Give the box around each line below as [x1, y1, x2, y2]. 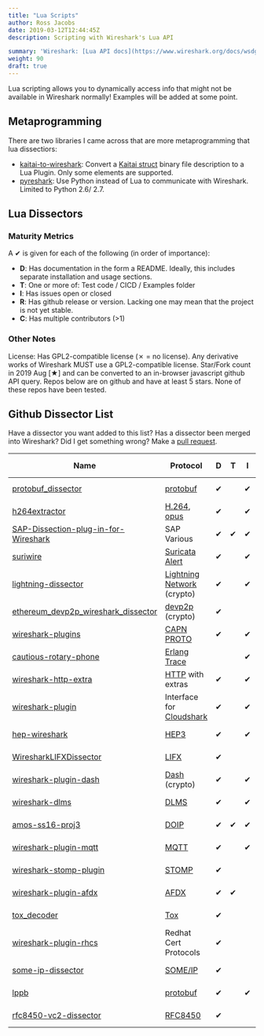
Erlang [164, 646, 189, 657]
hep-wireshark [12, 729, 68, 740]
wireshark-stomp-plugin [12, 865, 104, 876]
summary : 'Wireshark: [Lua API [8, 48, 111, 56]
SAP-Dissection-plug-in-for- [12, 524, 125, 535]
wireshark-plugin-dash [12, 774, 100, 785]
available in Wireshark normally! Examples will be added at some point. [8, 92, 238, 101]
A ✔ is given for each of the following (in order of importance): [8, 248, 211, 258]
